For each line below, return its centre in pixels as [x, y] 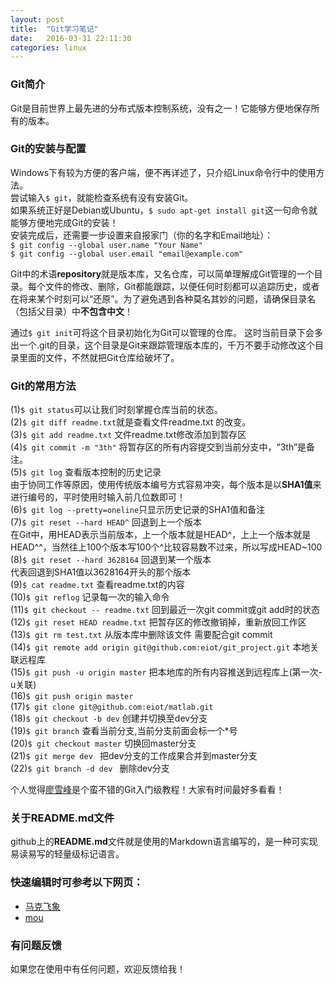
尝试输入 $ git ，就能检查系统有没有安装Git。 [102, 197]
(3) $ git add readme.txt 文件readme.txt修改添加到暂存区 [128, 435]
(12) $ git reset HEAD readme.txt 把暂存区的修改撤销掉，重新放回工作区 [158, 622]
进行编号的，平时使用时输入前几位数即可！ [98, 497]
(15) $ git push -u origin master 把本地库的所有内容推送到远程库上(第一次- [166, 672]
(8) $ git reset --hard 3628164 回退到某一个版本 [111, 560]
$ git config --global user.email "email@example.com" [127, 254]
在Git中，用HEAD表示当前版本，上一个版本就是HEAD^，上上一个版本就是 [161, 535]
